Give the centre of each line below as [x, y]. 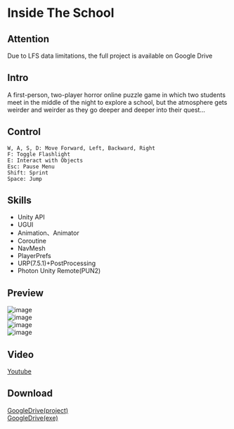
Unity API [31, 217]
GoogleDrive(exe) [33, 418]
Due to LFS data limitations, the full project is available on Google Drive [110, 56]
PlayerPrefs [34, 256]
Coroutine [32, 241]
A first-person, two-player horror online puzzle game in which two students [117, 95]
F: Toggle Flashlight [39, 154]
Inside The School [61, 13]
